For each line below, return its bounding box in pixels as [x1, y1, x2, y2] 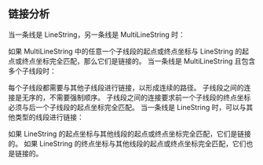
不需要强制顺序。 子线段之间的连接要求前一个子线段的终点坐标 [49, 93, 251, 102]
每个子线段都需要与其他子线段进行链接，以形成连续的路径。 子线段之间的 [8, 82, 244, 92]
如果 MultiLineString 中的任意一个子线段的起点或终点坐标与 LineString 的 [8, 46, 243, 56]
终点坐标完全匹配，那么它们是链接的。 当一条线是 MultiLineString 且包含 [21, 56, 256, 65]
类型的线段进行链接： [14, 112, 84, 122]
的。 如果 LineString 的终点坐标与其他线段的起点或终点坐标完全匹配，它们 [8, 138, 247, 148]
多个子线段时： [8, 66, 57, 75]
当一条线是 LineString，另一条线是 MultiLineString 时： [8, 30, 186, 39]
